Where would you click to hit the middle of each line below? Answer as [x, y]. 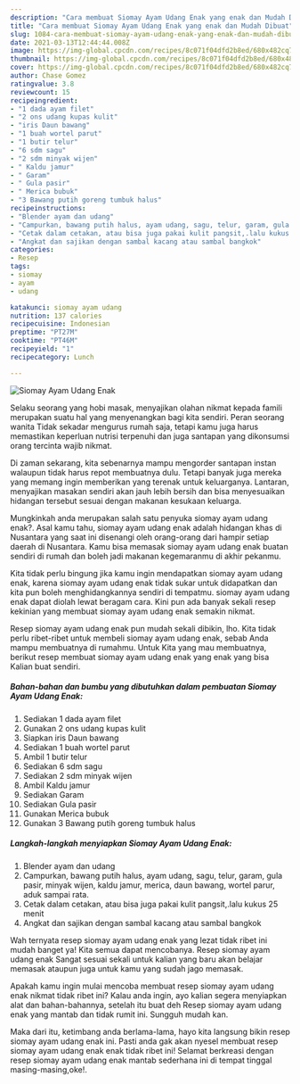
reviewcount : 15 [40, 92]
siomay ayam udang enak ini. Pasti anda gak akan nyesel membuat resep [144, 1041]
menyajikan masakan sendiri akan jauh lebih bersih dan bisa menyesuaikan [148, 491]
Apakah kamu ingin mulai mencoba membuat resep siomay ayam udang [142, 986]
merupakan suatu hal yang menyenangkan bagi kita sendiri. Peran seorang [147, 417]
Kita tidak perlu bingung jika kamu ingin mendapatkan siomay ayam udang [146, 573]
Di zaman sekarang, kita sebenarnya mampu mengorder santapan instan [143, 463]
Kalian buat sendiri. [45, 666]
